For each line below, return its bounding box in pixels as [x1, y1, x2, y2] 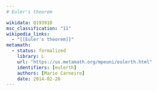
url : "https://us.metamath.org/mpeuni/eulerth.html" [17, 58, 153, 65]
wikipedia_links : [6, 31, 50, 37]
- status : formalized [11, 48, 66, 54]
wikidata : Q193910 [6, 19, 52, 26]
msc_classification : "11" [6, 25, 71, 31]
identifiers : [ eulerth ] [17, 64, 77, 71]
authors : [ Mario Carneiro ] [17, 70, 85, 76]
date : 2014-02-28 [17, 76, 61, 82]
